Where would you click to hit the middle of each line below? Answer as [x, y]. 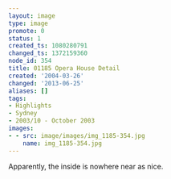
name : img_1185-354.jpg [63, 143]
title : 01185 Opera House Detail [64, 69]
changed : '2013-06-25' [46, 83]
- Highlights [30, 106]
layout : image [32, 16]
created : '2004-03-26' [46, 76]
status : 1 [25, 38]
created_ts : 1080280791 [48, 46]
